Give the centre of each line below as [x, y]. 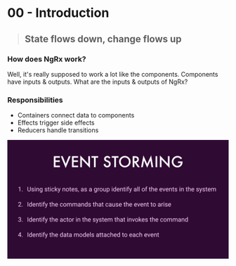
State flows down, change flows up [103, 39]
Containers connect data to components [76, 115]
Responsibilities [35, 100]
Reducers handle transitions [58, 130]
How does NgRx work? [47, 59]
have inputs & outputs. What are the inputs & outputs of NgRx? [98, 82]
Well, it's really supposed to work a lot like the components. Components [113, 74]
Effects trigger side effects [56, 123]
